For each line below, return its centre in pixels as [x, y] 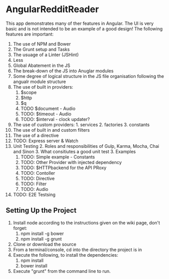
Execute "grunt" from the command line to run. [62, 271]
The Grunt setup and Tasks [41, 49]
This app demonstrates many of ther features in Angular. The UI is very [80, 23]
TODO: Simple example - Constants [58, 157]
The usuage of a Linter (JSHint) [46, 55]
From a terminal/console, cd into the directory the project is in [77, 250]
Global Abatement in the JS [41, 65]
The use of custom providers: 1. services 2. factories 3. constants [81, 125]
